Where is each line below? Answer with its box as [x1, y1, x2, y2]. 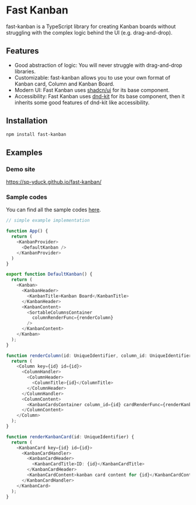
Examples [6, 147, 43, 157]
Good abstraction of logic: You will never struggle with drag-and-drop [14, 61, 183, 68]
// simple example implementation [6, 218, 90, 224]
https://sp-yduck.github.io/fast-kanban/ [6, 178, 102, 185]
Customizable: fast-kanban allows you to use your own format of [14, 74, 170, 81]
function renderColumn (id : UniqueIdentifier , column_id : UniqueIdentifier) [6, 352, 194, 359]
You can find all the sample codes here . [6, 206, 101, 214]
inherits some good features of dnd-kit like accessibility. [14, 99, 150, 106]
